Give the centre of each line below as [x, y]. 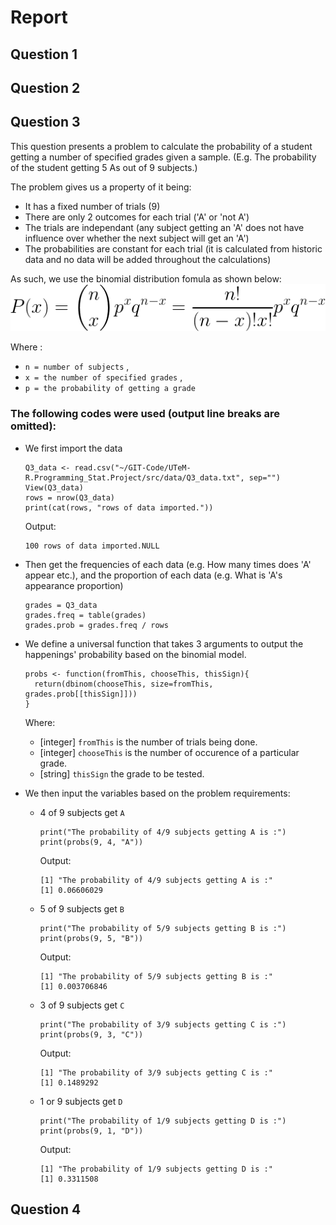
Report [39, 17]
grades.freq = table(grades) [85, 615]
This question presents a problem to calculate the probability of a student [161, 146]
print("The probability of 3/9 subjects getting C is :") [163, 1024]
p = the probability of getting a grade [110, 389]
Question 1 [44, 54]
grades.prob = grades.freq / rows [96, 625]
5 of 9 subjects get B [82, 908]
